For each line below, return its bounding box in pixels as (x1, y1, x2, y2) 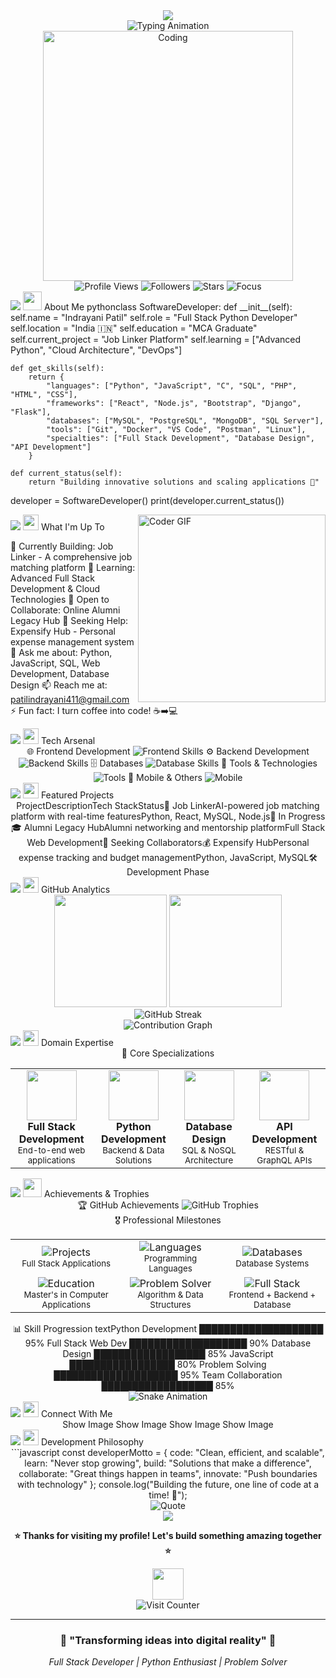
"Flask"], (10, 407, 52, 417)
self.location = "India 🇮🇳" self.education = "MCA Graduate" (10, 322, 258, 334)
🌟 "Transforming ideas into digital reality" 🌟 (59, 1633, 277, 1647)
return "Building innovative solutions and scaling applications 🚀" (28, 477, 320, 487)
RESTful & (264, 1145, 305, 1156)
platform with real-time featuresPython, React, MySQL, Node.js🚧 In (10, 810, 287, 822)
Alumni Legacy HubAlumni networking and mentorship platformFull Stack (23, 822, 326, 833)
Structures (149, 1299, 192, 1310)
